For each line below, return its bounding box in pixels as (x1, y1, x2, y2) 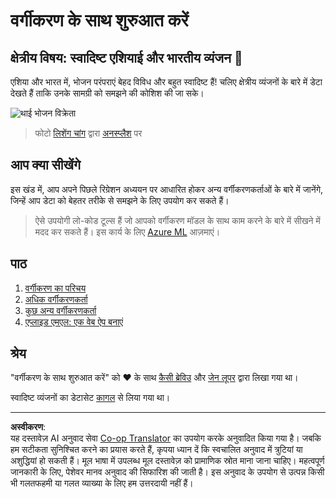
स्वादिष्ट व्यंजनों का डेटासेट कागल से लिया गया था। (10, 392, 171, 404)
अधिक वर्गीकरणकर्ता (24, 293, 88, 305)
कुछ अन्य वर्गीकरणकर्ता (24, 304, 97, 316)
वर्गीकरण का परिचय (24, 282, 87, 294)
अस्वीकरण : (10, 421, 47, 433)
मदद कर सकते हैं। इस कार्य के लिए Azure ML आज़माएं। (34, 225, 221, 238)
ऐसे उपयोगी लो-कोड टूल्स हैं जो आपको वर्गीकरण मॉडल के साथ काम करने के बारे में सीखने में (34, 214, 321, 226)
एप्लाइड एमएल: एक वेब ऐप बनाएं (24, 315, 124, 328)
